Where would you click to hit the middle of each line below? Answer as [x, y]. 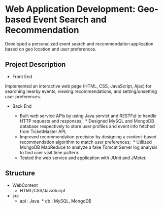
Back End [22, 106]
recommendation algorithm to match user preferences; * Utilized [86, 142]
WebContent [25, 185]
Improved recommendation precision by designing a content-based [88, 136]
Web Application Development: [70, 9]
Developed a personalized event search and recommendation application [79, 43]
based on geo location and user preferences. [51, 49]
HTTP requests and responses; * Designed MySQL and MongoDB [87, 121]
